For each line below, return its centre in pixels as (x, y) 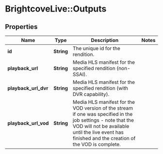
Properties (21, 27)
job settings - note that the (103, 120)
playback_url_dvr (28, 88)
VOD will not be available (101, 126)
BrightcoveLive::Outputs (56, 9)
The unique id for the (96, 48)
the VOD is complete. (97, 144)
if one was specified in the (103, 114)
